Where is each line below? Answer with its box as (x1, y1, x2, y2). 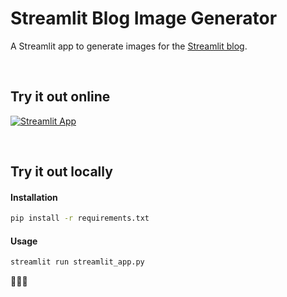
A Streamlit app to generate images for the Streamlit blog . (10, 40, 248, 52)
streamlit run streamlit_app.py (10, 257, 145, 267)
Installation (10, 191, 58, 203)
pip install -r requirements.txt (10, 213, 150, 224)
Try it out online (10, 88, 111, 106)
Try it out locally (10, 163, 113, 181)
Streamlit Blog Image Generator (10, 7, 278, 30)
